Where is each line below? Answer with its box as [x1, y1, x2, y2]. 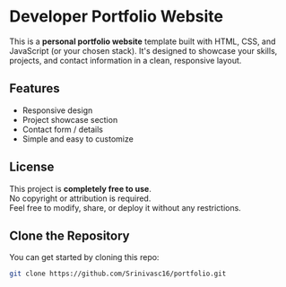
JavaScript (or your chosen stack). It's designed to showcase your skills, [9, 45, 278, 56]
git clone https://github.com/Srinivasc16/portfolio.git [9, 269, 227, 279]
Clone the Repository [9, 228, 130, 243]
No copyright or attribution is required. [9, 193, 152, 204]
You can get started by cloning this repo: [9, 252, 160, 263]
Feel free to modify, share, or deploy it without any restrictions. [9, 202, 242, 213]
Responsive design [22, 105, 93, 116]
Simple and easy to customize [22, 133, 134, 144]
